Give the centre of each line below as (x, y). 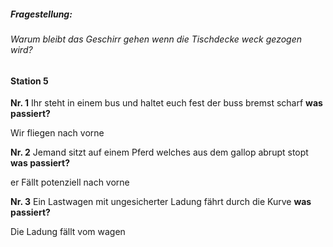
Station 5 (29, 81)
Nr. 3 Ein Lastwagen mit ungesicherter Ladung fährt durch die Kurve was (161, 202)
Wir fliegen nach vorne (57, 133)
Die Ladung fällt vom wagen (68, 232)
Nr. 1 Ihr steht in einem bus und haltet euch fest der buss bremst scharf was (166, 103)
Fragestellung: (41, 14)
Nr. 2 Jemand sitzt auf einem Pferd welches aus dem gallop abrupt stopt (159, 152)
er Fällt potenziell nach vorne (70, 182)
